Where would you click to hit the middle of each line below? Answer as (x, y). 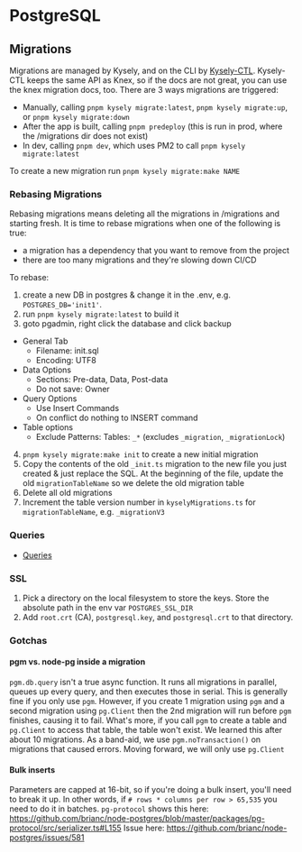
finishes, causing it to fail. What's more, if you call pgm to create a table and (148, 720)
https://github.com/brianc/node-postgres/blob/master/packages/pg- (137, 819)
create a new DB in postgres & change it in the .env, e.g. (127, 295)
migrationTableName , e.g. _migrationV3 (93, 512)
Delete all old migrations (67, 493)
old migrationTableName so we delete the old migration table (133, 483)
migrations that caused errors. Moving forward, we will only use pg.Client (147, 749)
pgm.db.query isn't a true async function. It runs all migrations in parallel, (143, 683)
